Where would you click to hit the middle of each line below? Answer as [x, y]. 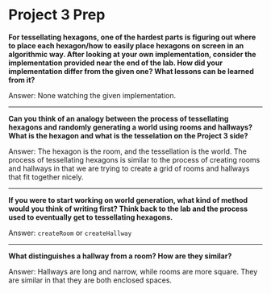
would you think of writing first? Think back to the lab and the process [128, 208]
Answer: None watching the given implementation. [92, 95]
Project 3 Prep [57, 15]
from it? [22, 80]
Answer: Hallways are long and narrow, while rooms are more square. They [133, 271]
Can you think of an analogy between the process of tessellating [119, 118]
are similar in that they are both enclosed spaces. [90, 280]
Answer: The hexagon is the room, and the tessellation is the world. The [128, 151]
